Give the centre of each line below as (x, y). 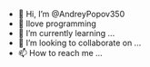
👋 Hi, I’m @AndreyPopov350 (71, 14)
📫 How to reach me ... (60, 53)
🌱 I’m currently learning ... (66, 33)
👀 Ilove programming (57, 24)
